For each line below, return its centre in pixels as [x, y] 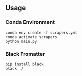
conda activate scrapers [31, 37]
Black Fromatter [25, 54]
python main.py [21, 41]
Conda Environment [30, 22]
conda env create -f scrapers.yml [42, 33]
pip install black [24, 64]
